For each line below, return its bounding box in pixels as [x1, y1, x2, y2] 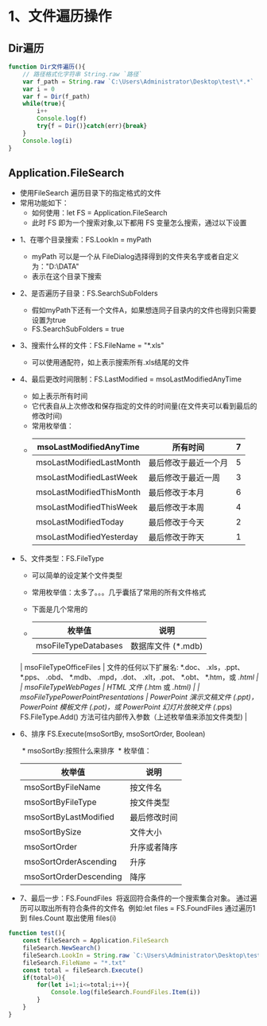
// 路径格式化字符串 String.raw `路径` [22, 70, 143, 78]
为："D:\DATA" [31, 261, 79, 271]
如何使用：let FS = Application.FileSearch [31, 208, 168, 218]
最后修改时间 [130, 812, 178, 823]
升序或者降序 [130, 842, 178, 853]
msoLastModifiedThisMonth [35, 486, 141, 498]
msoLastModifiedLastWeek [35, 472, 137, 483]
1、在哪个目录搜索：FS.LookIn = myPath [19, 235, 152, 245]
